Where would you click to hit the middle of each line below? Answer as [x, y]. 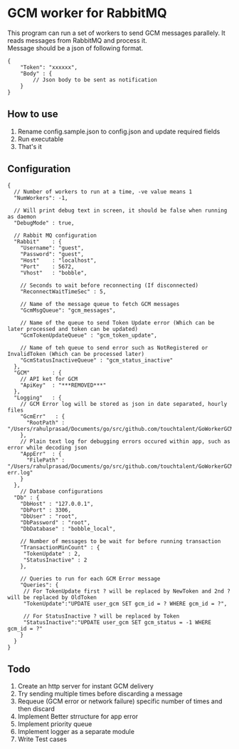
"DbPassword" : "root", [55, 522]
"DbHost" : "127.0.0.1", [57, 504]
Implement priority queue [55, 724]
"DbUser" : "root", [49, 516]
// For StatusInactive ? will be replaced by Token [101, 616]
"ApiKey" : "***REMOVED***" [63, 385]
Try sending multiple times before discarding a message [100, 694]
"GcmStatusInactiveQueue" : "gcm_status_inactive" [97, 360]
